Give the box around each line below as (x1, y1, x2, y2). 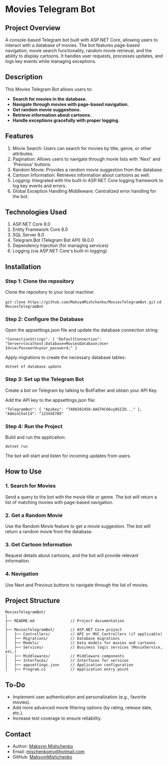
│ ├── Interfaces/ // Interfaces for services (5, 658, 129, 663)
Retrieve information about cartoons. (12, 112, 92, 118)
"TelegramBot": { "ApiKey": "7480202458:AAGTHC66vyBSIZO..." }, (5, 406, 142, 412)
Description (5, 73, 43, 81)
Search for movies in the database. (12, 96, 87, 102)
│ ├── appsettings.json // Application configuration (5, 662, 134, 667)
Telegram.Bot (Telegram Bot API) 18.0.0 (12, 237, 94, 243)
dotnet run (5, 444, 28, 449)
